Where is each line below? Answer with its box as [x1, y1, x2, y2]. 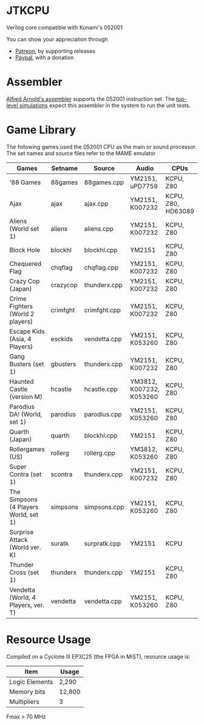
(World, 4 [9, 593, 36, 602]
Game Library [6, 123, 76, 137]
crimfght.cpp [84, 305, 121, 314]
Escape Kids [9, 327, 45, 335]
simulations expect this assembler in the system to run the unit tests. [19, 102, 191, 109]
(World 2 [9, 310, 35, 318]
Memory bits [9, 687, 46, 696]
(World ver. [9, 543, 41, 551]
